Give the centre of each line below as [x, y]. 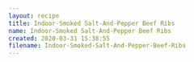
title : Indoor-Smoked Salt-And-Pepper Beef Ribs [92, 23]
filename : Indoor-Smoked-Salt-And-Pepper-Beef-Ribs [97, 46]
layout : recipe [34, 16]
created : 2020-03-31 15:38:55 [59, 38]
